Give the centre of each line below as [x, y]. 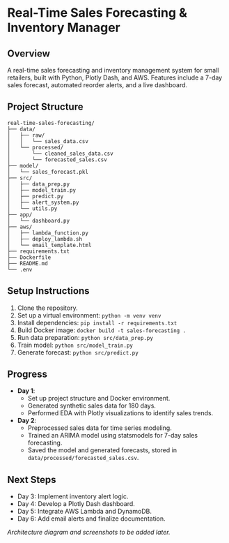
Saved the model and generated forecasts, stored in [102, 450]
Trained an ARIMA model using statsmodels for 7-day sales [113, 436]
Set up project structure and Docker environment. [99, 399]
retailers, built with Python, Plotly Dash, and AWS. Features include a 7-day [115, 77]
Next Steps [32, 479]
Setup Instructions [48, 291]
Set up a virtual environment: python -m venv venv [89, 315]
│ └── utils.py [32, 208]
